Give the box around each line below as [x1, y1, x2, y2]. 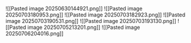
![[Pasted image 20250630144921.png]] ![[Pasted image [5, 5, 143, 12]
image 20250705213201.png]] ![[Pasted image [27, 24, 140, 31]
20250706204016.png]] [5, 30, 64, 37]
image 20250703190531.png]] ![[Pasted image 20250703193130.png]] [5, 18, 176, 24]
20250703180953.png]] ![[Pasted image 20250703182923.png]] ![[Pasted [5, 11, 186, 18]
